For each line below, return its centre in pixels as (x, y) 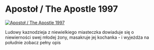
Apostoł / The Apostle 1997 (62, 9)
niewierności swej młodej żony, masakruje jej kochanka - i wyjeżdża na (77, 37)
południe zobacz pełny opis (33, 42)
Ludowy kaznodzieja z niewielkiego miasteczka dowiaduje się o (70, 32)
